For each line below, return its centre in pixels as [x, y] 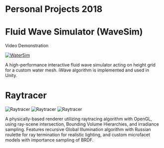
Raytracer [26, 96]
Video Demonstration [27, 46]
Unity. [11, 75]
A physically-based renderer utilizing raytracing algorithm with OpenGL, [79, 119]
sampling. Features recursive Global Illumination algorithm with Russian [78, 130]
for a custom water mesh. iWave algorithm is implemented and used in [77, 70]
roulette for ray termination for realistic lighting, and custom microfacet [78, 135]
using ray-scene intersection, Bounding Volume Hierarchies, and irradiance [82, 124]
